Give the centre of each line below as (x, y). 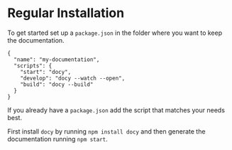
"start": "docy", (46, 72)
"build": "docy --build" (57, 84)
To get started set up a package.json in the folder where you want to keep (115, 33)
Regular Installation (66, 13)
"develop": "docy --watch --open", (73, 78)
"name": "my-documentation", (57, 59)
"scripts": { (33, 65)
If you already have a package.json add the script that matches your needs (116, 110)
